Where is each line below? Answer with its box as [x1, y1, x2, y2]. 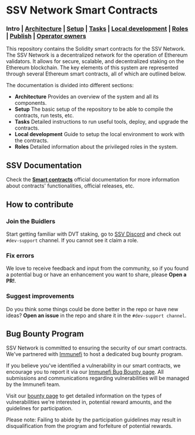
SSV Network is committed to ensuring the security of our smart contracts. [6, 344, 187, 351]
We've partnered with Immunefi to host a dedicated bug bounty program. [6, 351, 183, 358]
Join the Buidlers [6, 217, 56, 225]
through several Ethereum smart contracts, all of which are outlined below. [6, 70, 186, 77]
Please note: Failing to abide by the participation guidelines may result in [6, 416, 181, 423]
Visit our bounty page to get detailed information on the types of [6, 393, 162, 400]
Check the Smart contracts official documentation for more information [6, 176, 180, 183]
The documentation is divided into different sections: [6, 82, 134, 89]
